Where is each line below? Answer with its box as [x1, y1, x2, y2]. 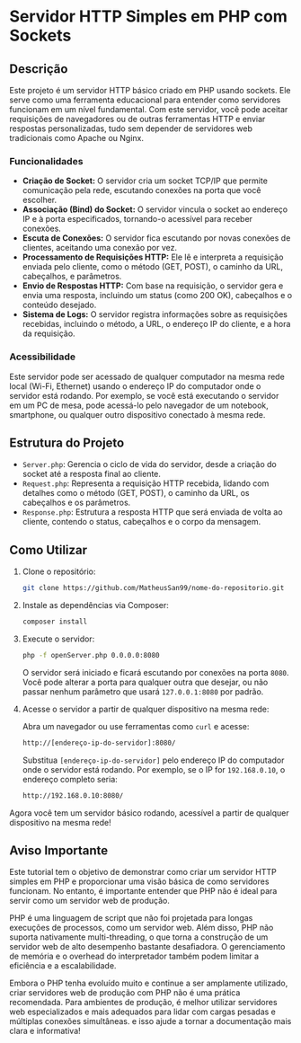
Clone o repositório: [22, 566, 96, 577]
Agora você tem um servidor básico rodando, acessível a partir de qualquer [9, 807, 289, 818]
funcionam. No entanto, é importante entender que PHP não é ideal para [9, 886, 278, 897]
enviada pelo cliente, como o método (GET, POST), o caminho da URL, [22, 261, 284, 272]
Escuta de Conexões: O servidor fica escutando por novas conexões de [22, 233, 291, 243]
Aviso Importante [9, 843, 109, 858]
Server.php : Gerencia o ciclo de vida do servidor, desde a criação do [22, 459, 277, 470]
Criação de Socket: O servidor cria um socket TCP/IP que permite [22, 175, 268, 186]
